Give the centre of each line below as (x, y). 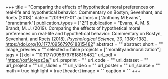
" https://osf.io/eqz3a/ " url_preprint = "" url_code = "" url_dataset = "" (77, 60)
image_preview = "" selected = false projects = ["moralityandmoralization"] (83, 50)
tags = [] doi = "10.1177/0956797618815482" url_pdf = (61, 55)
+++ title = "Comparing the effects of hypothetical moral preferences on (80, 7)
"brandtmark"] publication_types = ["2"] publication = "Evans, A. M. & (77, 23)
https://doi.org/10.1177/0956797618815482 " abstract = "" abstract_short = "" (84, 44)
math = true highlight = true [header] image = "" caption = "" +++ (73, 71)
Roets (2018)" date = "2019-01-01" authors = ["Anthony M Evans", (73, 18)
